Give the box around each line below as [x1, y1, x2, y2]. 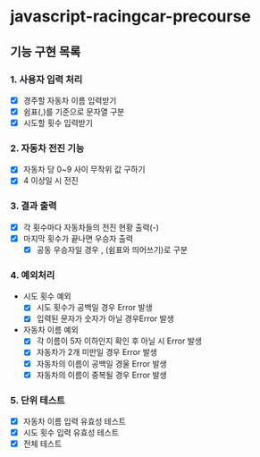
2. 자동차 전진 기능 [10, 141, 85, 154]
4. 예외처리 [10, 268, 55, 281]
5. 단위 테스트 [10, 394, 65, 406]
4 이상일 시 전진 [22, 175, 79, 186]
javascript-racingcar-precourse [10, 6, 251, 27]
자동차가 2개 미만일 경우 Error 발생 [36, 347, 157, 358]
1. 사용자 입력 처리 [10, 73, 83, 86]
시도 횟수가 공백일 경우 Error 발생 [36, 302, 153, 313]
